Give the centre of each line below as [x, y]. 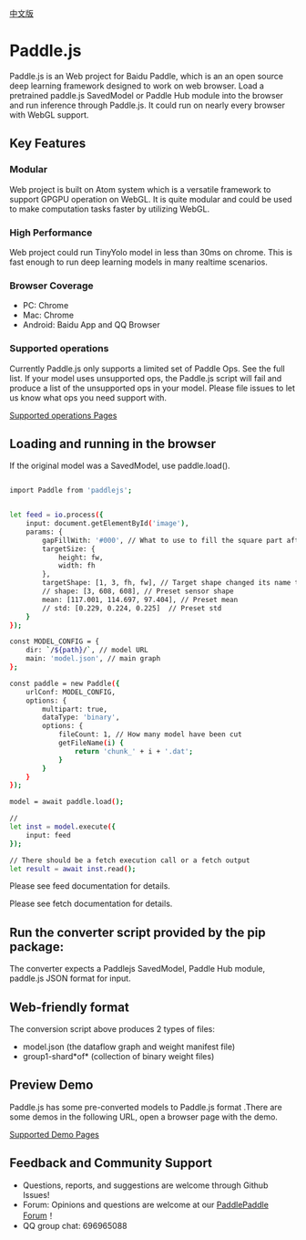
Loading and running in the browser [113, 444]
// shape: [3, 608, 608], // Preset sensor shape [138, 591]
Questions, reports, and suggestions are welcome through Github [145, 1185]
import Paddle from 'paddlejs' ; [71, 491]
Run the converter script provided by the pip [138, 932]
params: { [45, 532]
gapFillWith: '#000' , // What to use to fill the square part [163, 540]
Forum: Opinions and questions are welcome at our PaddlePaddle [145, 1204]
